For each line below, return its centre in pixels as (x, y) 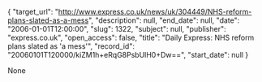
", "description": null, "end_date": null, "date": (164, 20)
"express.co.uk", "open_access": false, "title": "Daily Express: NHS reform (131, 37)
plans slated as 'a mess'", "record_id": (71, 46)
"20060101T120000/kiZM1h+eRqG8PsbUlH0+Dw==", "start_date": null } (128, 55)
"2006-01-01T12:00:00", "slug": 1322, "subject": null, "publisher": (117, 29)
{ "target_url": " (33, 12)
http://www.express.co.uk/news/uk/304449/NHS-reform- (155, 12)
